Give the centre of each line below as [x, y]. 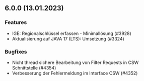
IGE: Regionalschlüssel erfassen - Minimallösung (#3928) [71, 33]
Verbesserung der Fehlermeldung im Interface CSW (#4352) [75, 73]
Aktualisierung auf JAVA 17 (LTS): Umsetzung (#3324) [68, 38]
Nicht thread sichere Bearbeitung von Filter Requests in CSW [75, 62]
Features [16, 22]
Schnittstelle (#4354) [34, 67]
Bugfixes [16, 51]
